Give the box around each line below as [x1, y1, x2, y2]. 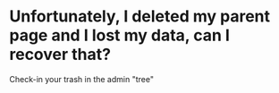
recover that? [9, 45, 112, 64]
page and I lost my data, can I [9, 25, 231, 46]
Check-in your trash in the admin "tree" [9, 73, 155, 84]
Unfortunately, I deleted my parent [9, 6, 271, 27]
